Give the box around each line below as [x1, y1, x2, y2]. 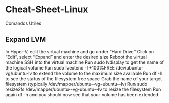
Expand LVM [5, 35, 46, 44]
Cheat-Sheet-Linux [5, 4, 88, 15]
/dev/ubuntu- [116, 64, 144, 71]
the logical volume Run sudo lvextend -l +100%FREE [5, 64, 115, 71]
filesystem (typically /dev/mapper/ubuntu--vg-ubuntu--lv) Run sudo [5, 81, 148, 87]
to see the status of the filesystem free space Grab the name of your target [5, 75, 162, 82]
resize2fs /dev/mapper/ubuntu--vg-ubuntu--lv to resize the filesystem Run [5, 86, 161, 92]
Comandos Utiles [5, 20, 42, 26]
